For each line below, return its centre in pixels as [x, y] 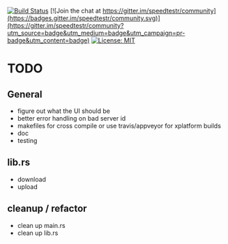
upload [28, 186]
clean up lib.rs [38, 233]
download [32, 179]
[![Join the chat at [75, 11]
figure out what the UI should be [63, 111]
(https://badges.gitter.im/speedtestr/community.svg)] [84, 18]
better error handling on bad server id [71, 118]
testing [27, 140]
